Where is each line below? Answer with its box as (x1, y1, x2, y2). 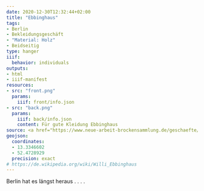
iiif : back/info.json (17, 116, 72, 122)
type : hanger (6, 49, 39, 55)
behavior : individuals (12, 59, 69, 65)
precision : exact (12, 155, 56, 161)
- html (6, 71, 23, 77)
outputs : (6, 65, 29, 72)
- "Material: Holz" (6, 37, 56, 43)
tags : (6, 20, 20, 26)
